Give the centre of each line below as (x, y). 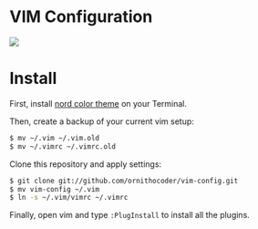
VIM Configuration (81, 17)
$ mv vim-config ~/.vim (55, 189)
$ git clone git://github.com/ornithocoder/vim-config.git (124, 181)
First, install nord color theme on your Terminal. (98, 103)
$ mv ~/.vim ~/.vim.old (55, 138)
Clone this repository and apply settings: (86, 164)
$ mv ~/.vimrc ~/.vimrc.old (63, 146)
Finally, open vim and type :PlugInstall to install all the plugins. (130, 215)
